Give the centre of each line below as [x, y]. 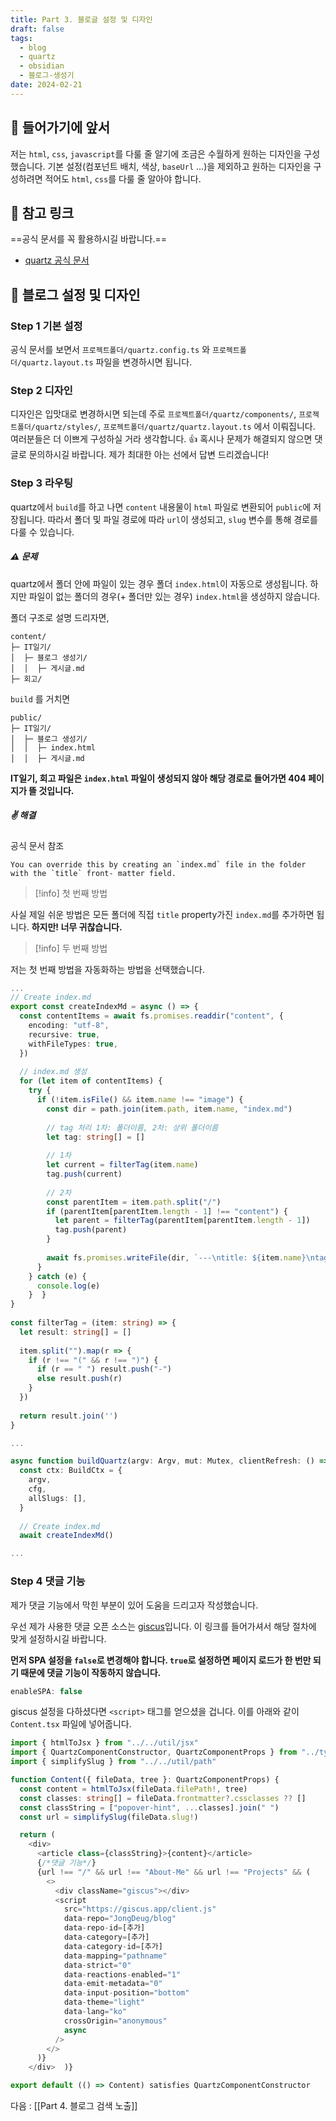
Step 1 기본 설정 [46, 326]
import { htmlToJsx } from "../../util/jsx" [104, 1743]
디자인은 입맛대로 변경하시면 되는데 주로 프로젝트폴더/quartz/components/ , [153, 414]
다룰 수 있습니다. [42, 532]
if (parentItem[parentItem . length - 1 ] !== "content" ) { [167, 1211]
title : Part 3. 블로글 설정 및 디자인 [81, 19]
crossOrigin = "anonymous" [115, 2021]
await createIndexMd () [66, 1536]
